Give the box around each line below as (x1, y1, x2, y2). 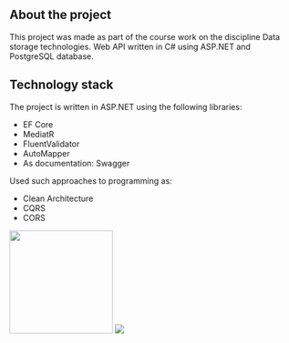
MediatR (22, 128, 55, 139)
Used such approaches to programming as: (9, 175, 173, 186)
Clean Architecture (22, 193, 94, 204)
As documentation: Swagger (22, 157, 130, 168)
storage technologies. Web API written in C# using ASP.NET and (9, 41, 251, 52)
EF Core (22, 118, 54, 130)
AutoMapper (22, 147, 70, 158)
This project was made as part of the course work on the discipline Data (9, 31, 281, 42)
